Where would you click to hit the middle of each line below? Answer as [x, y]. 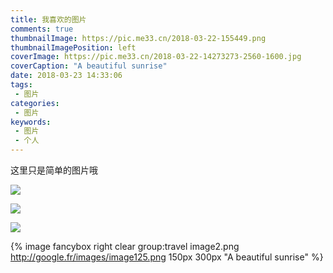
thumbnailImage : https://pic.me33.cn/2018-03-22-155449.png [138, 38]
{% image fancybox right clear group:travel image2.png [125, 246]
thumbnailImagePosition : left [73, 47]
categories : [35, 103]
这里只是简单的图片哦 [54, 170]
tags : [21, 85]
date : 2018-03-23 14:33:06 [66, 76]
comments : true [42, 29]
